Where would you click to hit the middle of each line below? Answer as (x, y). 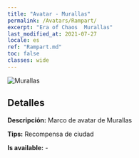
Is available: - (28, 147)
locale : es (24, 41)
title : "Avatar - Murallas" (49, 14)
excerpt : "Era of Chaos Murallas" (60, 27)
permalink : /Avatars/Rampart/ (52, 21)
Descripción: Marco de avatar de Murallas (70, 120)
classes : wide (29, 60)
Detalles (26, 103)
